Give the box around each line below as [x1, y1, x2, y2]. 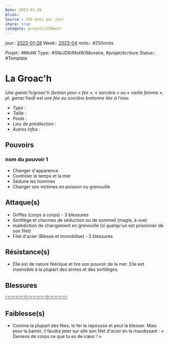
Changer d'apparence [12, 167, 59, 173]
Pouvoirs [5, 141, 34, 150]
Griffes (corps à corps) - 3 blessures [12, 212, 89, 218]
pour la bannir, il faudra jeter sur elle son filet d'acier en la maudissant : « [12, 328, 164, 334]
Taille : [12, 110, 27, 116]
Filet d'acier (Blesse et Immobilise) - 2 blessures [12, 233, 113, 239]
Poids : [12, 116, 27, 122]
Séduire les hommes [12, 178, 55, 184]
